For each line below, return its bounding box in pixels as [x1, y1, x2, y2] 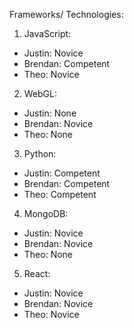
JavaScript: [23, 28, 72, 39]
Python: [23, 148, 57, 159]
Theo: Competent [23, 189, 97, 200]
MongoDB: [23, 208, 69, 219]
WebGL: [23, 88, 58, 99]
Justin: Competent [23, 167, 101, 179]
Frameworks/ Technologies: [9, 9, 124, 20]
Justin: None [23, 107, 77, 119]
